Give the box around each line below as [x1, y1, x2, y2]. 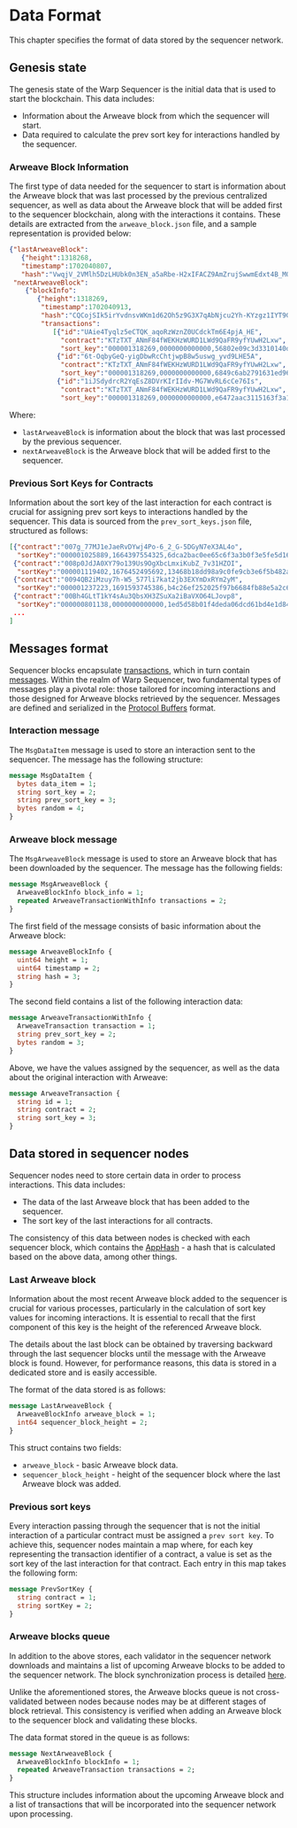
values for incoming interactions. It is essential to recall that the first [9, 1312, 256, 1323]
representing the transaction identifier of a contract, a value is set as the [9, 1548, 272, 1560]
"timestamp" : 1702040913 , [41, 303, 133, 312]
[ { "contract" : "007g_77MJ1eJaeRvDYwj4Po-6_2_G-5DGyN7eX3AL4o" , [9, 542, 243, 551]
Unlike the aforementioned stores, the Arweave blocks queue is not [9, 1686, 255, 1697]
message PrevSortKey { [9, 1584, 93, 1593]
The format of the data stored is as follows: [9, 1384, 166, 1396]
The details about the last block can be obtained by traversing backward [9, 1339, 273, 1350]
